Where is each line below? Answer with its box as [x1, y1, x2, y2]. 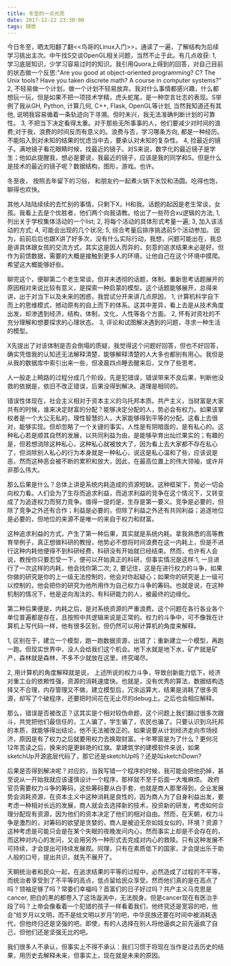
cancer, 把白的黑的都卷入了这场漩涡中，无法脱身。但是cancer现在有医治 [7, 894, 212, 902]
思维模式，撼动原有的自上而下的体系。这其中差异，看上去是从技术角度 [25, 301, 224, 309]
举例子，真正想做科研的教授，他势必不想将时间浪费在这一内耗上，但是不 [12, 538, 218, 546]
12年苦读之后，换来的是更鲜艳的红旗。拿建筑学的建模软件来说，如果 [7, 743, 201, 752]
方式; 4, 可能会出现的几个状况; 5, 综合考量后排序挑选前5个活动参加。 [19, 226, 213, 235]
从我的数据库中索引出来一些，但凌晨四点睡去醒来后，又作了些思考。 [7, 359, 200, 367]
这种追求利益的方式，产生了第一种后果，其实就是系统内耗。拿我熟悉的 [7, 529, 206, 538]
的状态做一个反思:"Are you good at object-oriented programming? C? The [7, 68, 216, 77]
